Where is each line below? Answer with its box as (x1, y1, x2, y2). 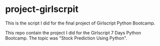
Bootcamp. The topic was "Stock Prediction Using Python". (5, 35, 127, 41)
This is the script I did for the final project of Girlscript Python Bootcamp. (5, 20, 155, 26)
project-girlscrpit (5, 3, 79, 15)
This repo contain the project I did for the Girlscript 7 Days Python (5, 29, 141, 35)
